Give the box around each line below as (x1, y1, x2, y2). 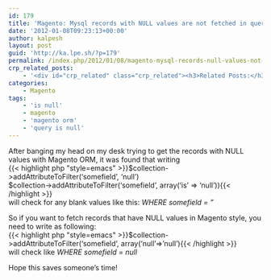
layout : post (8, 42, 52, 50)
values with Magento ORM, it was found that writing (8, 154, 181, 164)
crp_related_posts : (8, 64, 74, 72)
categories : (8, 79, 48, 87)
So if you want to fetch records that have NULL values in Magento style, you (8, 212, 262, 222)
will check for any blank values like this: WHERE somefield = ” (8, 197, 214, 207)
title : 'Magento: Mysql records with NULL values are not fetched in (8, 19, 248, 27)
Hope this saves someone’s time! (8, 262, 119, 272)
